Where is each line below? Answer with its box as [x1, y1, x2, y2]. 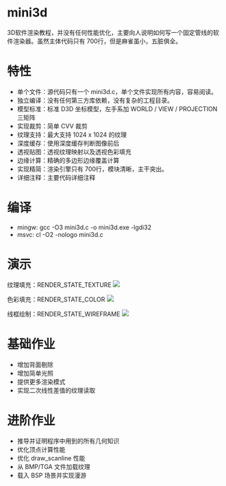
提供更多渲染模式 [16, 378, 66, 386]
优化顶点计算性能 [16, 445, 66, 454]
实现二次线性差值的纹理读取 [16, 386, 96, 394]
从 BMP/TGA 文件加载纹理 [16, 462, 90, 471]
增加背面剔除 [16, 360, 53, 369]
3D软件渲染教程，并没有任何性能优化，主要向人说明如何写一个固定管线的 [7, 28, 214, 36]
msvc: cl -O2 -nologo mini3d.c [16, 230, 104, 238]
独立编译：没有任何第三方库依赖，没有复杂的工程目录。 [16, 96, 173, 104]
